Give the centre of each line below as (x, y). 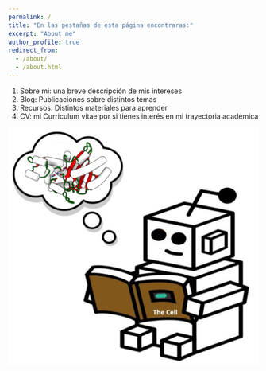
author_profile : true (44, 42)
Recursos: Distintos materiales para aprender (94, 107)
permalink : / (30, 17)
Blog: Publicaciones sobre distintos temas (88, 99)
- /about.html (39, 68)
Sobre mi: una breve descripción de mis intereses (101, 91)
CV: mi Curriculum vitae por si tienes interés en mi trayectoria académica (139, 116)
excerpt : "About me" (42, 33)
